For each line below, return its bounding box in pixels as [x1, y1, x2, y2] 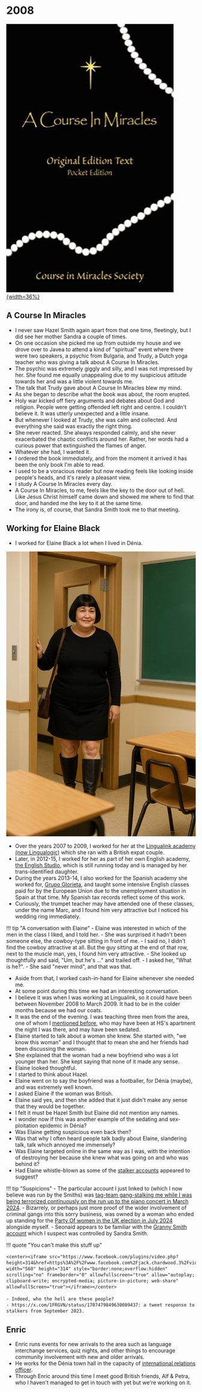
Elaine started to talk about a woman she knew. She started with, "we [14, 1032, 186, 1040]
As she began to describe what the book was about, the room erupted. [14, 390, 191, 398]
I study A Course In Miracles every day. [14, 480, 112, 487]
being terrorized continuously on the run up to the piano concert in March [6, 1198, 189, 1205]
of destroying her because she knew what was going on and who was [14, 1154, 189, 1161]
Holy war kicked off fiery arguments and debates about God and [14, 397, 175, 404]
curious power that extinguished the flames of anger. [14, 441, 146, 449]
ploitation [14, 1122, 38, 1129]
